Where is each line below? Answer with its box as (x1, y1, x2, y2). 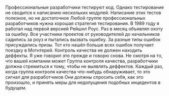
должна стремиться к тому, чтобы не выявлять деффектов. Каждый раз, (5, 63, 164, 69)
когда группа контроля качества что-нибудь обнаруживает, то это (5, 69, 151, 75)
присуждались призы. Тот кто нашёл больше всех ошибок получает (5, 42, 154, 47)
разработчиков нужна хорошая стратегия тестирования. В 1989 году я (5, 20, 159, 26)
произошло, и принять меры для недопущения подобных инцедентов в (5, 79, 161, 85)
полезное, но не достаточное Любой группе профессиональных (5, 15, 146, 21)
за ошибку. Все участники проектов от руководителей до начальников (5, 31, 160, 37)
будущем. (5, 85, 27, 90)
